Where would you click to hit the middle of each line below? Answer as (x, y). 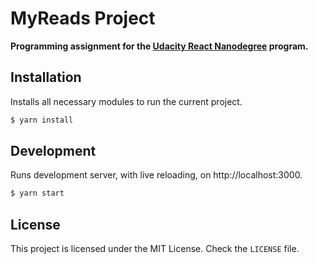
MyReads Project (83, 18)
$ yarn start (37, 193)
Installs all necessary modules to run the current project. (126, 101)
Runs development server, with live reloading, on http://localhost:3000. (156, 175)
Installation (46, 77)
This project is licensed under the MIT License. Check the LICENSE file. (155, 249)
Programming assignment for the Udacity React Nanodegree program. (159, 46)
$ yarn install (42, 120)
